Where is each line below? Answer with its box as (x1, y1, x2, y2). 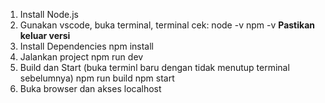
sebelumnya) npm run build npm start (19, 72, 175, 84)
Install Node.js (19, 9, 79, 20)
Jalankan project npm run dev (19, 51, 144, 63)
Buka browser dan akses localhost (19, 83, 162, 94)
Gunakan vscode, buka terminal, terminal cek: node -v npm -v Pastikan (19, 19, 315, 31)
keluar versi (19, 30, 71, 41)
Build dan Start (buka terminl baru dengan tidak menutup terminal (19, 62, 290, 73)
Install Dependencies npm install (19, 40, 154, 52)
